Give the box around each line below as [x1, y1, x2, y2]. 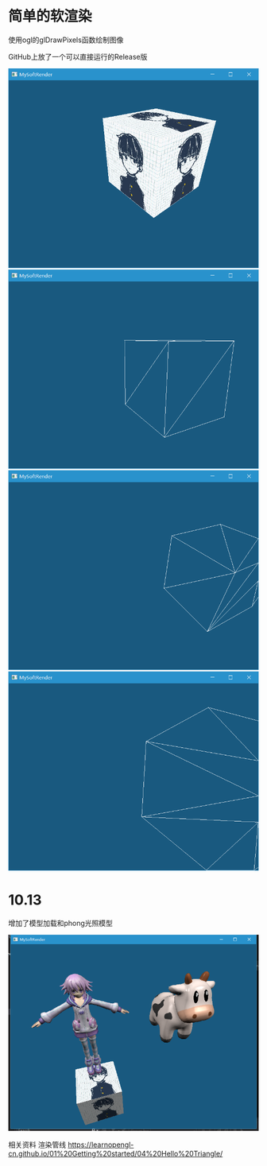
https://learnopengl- [67, 1140, 134, 1149]
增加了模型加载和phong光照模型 [8, 919, 114, 928]
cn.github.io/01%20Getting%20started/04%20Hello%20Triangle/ [8, 1149, 223, 1158]
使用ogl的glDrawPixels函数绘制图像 [8, 35, 124, 45]
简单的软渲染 [8, 7, 93, 25]
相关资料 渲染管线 [8, 1140, 66, 1149]
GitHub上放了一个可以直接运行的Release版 [8, 52, 148, 61]
